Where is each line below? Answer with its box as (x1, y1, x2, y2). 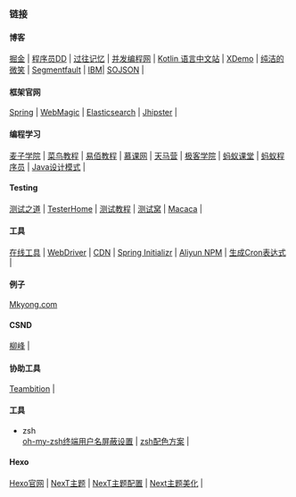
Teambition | (9, 383, 55, 394)
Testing (9, 182, 38, 193)
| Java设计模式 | (26, 161, 86, 172)
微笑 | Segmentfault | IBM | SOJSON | (9, 64, 144, 75)
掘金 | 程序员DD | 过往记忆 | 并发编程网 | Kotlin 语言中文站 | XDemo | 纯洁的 (9, 54, 284, 64)
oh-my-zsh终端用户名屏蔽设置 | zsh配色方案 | (21, 435, 190, 446)
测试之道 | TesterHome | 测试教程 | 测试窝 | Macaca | (9, 203, 203, 214)
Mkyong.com (9, 299, 58, 310)
